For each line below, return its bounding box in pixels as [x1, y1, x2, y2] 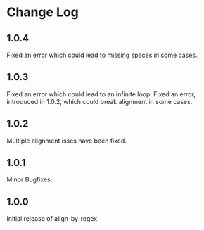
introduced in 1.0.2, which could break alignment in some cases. [6, 97, 193, 106]
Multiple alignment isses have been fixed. [6, 136, 127, 145]
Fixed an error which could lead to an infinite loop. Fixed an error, [6, 89, 196, 98]
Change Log [6, 4, 79, 20]
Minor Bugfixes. [6, 175, 53, 184]
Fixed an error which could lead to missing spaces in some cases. [6, 51, 198, 59]
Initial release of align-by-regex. [6, 215, 99, 223]
